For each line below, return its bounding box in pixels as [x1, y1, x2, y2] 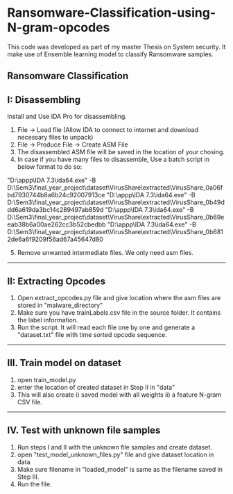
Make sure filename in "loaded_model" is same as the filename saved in [17, 465, 223, 473]
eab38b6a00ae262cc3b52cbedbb [7, 220, 106, 229]
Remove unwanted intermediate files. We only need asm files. [17, 249, 194, 257]
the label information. [17, 315, 78, 324]
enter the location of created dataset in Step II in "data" [17, 383, 175, 391]
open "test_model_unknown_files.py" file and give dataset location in [17, 450, 214, 459]
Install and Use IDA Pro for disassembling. [7, 113, 127, 121]
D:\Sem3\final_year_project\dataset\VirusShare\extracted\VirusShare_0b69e [7, 213, 225, 222]
